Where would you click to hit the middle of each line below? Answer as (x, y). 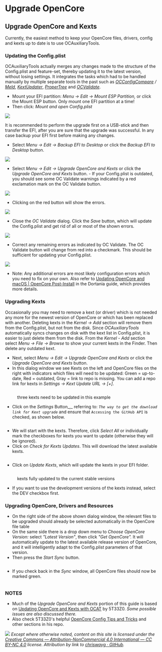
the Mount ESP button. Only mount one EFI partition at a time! (73, 101)
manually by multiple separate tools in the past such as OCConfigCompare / (81, 82)
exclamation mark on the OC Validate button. (57, 184)
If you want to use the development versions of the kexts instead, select (84, 488)
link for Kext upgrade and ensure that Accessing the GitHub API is (80, 412)
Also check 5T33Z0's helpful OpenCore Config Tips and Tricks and (79, 619)
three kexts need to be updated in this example (64, 397)
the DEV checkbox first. (36, 493)
